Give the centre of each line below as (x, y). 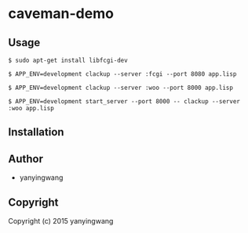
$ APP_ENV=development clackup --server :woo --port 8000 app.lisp (121, 88)
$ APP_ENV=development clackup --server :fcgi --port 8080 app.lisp (122, 74)
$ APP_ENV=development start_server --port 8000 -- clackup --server (124, 102)
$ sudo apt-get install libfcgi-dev (68, 60)
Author (26, 158)
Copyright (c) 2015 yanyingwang (61, 221)
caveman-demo (61, 14)
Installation (36, 133)
